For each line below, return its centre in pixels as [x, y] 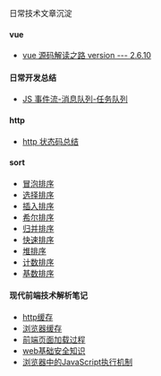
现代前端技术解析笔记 [48, 295]
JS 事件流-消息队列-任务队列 [75, 99]
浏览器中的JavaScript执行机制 [77, 363]
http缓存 [38, 318]
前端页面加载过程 [54, 340]
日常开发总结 [33, 77]
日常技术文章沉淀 [41, 13]
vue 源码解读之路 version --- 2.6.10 [87, 56]
